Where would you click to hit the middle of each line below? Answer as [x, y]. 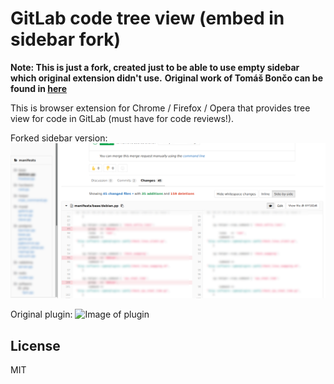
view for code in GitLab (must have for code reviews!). [122, 118]
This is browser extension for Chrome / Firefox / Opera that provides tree [160, 108]
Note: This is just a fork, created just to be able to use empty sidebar [155, 67]
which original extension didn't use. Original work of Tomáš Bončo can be [167, 78]
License [35, 345]
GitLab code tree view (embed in [147, 18]
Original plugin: [41, 314]
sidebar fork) [66, 39]
